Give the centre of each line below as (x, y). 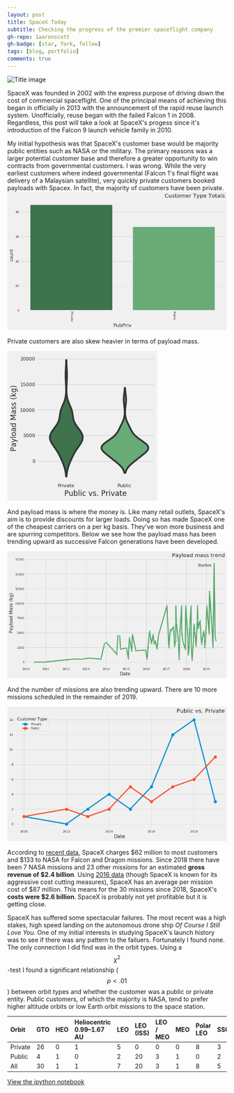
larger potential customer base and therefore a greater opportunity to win (112, 158)
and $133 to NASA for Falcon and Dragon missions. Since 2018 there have (114, 860)
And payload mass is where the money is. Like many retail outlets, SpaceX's (116, 511)
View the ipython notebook (46, 1082)
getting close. (27, 904)
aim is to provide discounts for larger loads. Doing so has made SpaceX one (116, 519)
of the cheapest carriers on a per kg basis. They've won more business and (116, 527)
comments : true (29, 59)
